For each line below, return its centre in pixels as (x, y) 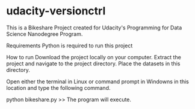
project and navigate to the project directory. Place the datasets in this (93, 63)
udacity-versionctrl (56, 11)
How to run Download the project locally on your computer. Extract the (94, 57)
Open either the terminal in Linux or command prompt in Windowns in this (98, 81)
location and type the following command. (58, 87)
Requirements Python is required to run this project (70, 46)
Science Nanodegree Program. (45, 34)
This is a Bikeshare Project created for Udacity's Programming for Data (94, 28)
